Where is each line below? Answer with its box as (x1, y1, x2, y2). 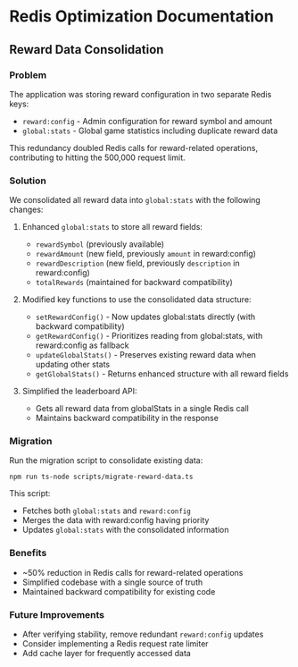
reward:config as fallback (35, 340, 129, 350)
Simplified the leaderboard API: (21, 386, 137, 397)
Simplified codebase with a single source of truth (21, 577, 203, 587)
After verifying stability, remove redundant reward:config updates (21, 629, 264, 640)
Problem (9, 69, 47, 81)
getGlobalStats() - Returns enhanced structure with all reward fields (35, 368, 289, 379)
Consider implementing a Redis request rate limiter (21, 638, 209, 649)
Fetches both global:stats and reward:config (21, 505, 192, 516)
